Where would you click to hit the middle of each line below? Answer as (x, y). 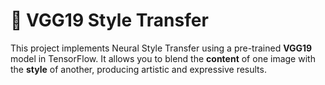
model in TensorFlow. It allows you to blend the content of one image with (163, 58)
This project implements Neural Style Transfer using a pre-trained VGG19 (161, 48)
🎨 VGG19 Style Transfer (109, 20)
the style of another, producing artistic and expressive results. (138, 69)
